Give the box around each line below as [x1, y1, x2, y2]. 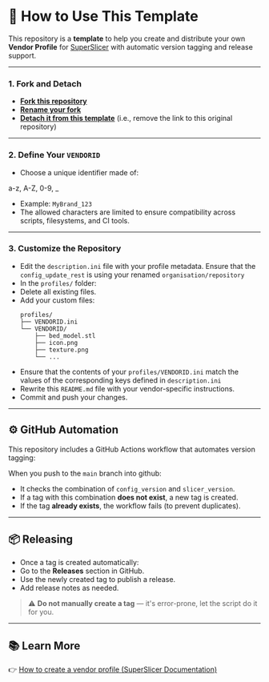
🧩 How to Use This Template [8, 7, 199, 26]
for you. [27, 608, 54, 617]
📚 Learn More [8, 639, 81, 652]
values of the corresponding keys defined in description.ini [19, 375, 222, 385]
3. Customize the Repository [8, 243, 122, 255]
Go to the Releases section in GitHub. [19, 566, 145, 576]
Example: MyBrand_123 [19, 199, 92, 208]
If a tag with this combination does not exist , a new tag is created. [19, 492, 239, 502]
